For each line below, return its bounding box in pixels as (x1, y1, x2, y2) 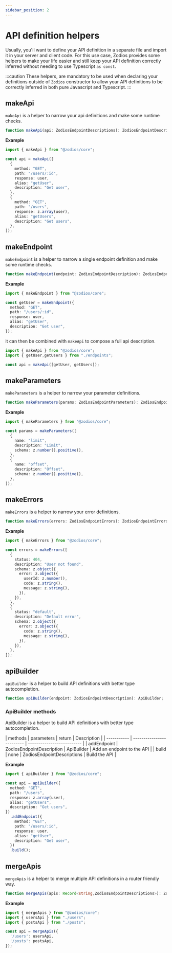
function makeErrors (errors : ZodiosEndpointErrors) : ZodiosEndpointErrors (5, 519, 168, 524)
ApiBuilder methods (5, 708, 56, 715)
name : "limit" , (14, 438, 47, 443)
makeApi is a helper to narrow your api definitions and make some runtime (5, 113, 160, 119)
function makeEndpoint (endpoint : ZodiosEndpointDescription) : (5, 271, 141, 277)
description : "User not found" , (14, 562, 83, 567)
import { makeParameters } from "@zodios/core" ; (5, 419, 111, 424)
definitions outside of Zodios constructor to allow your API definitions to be (5, 78, 163, 85)
